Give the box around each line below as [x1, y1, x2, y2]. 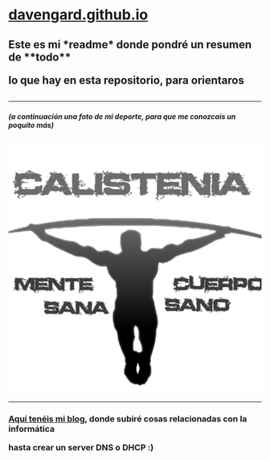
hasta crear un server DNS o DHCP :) [8, 442, 154, 453]
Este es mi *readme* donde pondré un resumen [8, 38, 252, 51]
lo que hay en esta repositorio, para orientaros [8, 73, 245, 87]
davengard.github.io [8, 6, 149, 24]
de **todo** [8, 50, 72, 64]
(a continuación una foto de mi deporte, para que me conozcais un [8, 111, 236, 121]
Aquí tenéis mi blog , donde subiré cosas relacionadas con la [8, 413, 247, 425]
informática [8, 424, 55, 435]
